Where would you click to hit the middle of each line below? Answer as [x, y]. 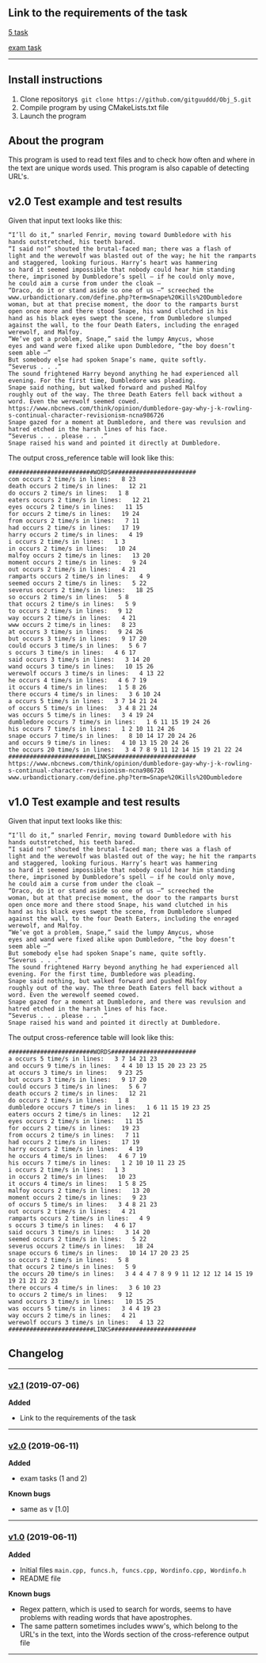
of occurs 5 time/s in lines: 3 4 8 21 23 [83, 1205]
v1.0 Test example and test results [94, 802]
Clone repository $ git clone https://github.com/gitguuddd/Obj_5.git [135, 99]
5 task [18, 32]
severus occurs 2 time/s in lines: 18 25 [81, 591]
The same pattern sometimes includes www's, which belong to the [129, 1626]
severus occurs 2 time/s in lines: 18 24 [81, 1246]
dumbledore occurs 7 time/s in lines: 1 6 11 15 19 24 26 [110, 722]
